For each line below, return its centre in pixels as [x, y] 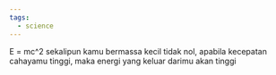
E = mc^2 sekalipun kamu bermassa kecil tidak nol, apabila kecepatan [138, 51]
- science [35, 26]
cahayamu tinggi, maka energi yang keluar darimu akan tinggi [123, 61]
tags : [19, 17]
